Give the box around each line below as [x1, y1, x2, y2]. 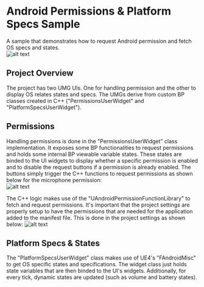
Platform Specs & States [6, 238, 100, 248]
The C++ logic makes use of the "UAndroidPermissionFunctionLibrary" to [6, 194, 191, 202]
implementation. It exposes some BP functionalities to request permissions [6, 144, 194, 151]
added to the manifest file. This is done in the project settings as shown [6, 214, 186, 221]
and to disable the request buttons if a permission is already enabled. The [6, 163, 191, 171]
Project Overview [6, 68, 74, 79]
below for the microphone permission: [6, 176, 102, 183]
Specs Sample [6, 17, 80, 31]
